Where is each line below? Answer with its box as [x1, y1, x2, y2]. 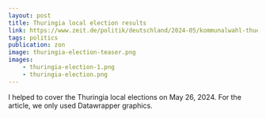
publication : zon [8, 41, 66, 49]
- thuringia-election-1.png [22, 63, 115, 71]
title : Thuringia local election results [8, 19, 147, 27]
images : [8, 56, 34, 64]
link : [8, 26, 26, 34]
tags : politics [8, 33, 59, 42]
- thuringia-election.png [22, 70, 108, 78]
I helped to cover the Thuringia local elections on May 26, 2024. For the [8, 92, 241, 101]
